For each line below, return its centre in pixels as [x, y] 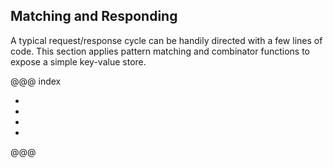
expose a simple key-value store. [78, 61]
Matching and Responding [94, 16]
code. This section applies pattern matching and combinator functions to [160, 51]
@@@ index [36, 81]
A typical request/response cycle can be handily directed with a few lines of [166, 40]
